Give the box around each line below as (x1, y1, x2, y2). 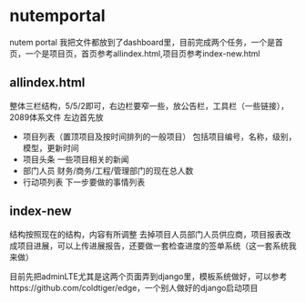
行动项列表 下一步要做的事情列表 (22, 176, 146, 187)
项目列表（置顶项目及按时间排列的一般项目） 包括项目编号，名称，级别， (22, 131, 297, 142)
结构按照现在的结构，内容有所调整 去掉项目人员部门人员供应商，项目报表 (9, 228, 283, 239)
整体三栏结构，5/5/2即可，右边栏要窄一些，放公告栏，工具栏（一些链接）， (9, 100, 290, 111)
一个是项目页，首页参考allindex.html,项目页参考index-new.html (25, 47, 260, 59)
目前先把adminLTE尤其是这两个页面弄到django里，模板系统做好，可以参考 (9, 270, 288, 282)
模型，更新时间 (22, 142, 79, 153)
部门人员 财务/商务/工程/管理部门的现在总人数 (22, 165, 194, 176)
